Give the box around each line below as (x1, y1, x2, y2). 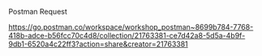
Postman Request (8, 7, 67, 16)
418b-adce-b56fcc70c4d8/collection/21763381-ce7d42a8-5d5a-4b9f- (8, 31, 246, 40)
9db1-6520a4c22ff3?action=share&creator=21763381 (8, 39, 188, 49)
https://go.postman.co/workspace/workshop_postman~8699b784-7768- (8, 22, 254, 31)
